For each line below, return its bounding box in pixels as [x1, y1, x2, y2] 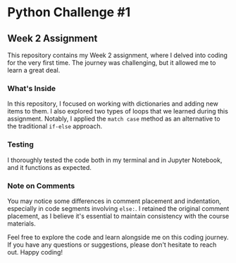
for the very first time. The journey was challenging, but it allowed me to [7, 59, 216, 67]
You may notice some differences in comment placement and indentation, [7, 197, 222, 205]
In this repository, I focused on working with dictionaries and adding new [7, 99, 218, 108]
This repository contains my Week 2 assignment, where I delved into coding [7, 51, 228, 59]
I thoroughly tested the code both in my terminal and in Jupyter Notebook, [7, 156, 223, 164]
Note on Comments [7, 181, 75, 190]
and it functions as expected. [7, 163, 92, 171]
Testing [7, 140, 34, 149]
